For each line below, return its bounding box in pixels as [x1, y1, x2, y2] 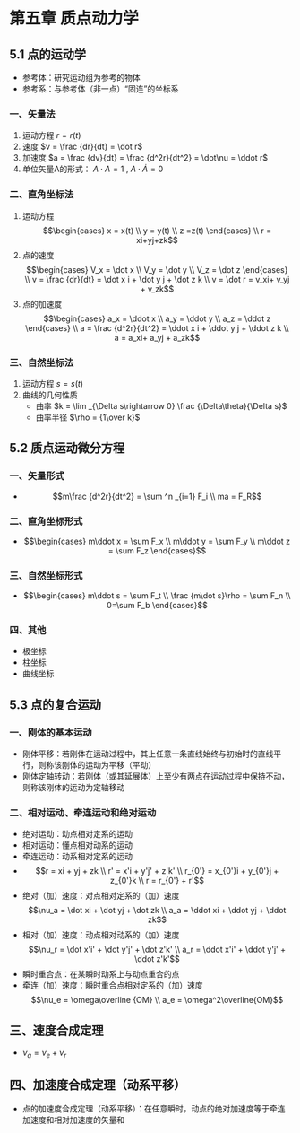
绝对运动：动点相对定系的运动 [21, 829, 133, 840]
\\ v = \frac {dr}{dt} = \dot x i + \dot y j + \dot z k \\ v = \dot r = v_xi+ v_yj [24, 274, 290, 284]
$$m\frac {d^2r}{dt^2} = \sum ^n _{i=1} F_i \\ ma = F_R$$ [52, 491, 262, 501]
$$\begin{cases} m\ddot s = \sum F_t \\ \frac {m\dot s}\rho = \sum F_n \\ [23, 590, 291, 601]
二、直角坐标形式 [9, 515, 83, 527]
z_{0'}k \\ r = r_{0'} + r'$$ [110, 876, 204, 886]
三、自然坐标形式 [9, 569, 83, 581]
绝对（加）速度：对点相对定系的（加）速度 [21, 890, 180, 902]
